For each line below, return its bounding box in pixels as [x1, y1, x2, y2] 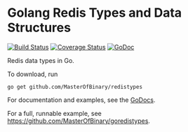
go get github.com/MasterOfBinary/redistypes [7, 83, 142, 90]
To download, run [7, 70, 58, 78]
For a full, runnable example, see [7, 109, 102, 117]
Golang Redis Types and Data [7, 5, 182, 21]
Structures [7, 20, 72, 36]
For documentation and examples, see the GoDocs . [7, 96, 156, 104]
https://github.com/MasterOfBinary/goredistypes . [7, 117, 151, 125]
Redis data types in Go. [7, 56, 75, 64]
